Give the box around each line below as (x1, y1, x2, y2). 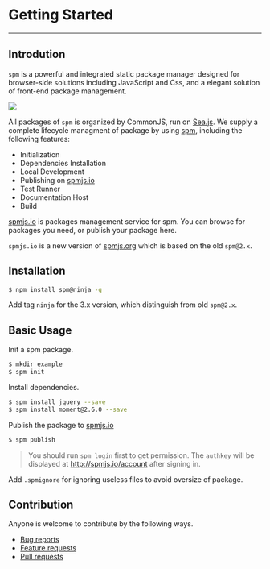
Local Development (19, 167, 84, 177)
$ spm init (8, 368, 45, 376)
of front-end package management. (8, 86, 127, 96)
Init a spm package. (8, 345, 74, 355)
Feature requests (19, 543, 77, 553)
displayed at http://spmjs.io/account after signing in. (27, 459, 201, 468)
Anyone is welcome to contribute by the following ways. (8, 519, 194, 529)
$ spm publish (8, 435, 56, 444)
